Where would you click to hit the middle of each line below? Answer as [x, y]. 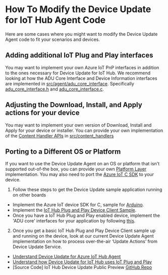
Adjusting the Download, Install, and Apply [74, 105]
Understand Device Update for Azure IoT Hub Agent [67, 257]
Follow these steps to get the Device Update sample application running [87, 190]
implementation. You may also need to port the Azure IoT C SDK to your [79, 174]
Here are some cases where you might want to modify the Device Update [81, 34]
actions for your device [42, 113]
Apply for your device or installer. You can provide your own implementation [84, 130]
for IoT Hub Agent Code [55, 20]
